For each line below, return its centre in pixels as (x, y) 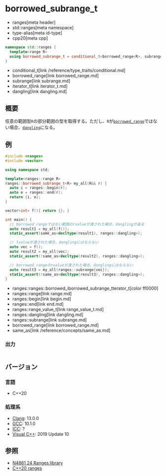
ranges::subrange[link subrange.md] (49, 320)
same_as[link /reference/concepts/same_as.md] (61, 330)
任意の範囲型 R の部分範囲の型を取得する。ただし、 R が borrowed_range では (79, 121)
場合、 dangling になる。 (33, 127)
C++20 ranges (27, 468)
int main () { (19, 219)
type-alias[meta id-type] (37, 33)
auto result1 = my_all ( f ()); (40, 229)
